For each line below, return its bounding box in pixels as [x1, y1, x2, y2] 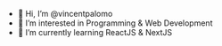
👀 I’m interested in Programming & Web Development [17, 18, 213, 28]
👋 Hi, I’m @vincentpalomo [17, 9, 113, 19]
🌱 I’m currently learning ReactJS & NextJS [17, 27, 173, 37]
